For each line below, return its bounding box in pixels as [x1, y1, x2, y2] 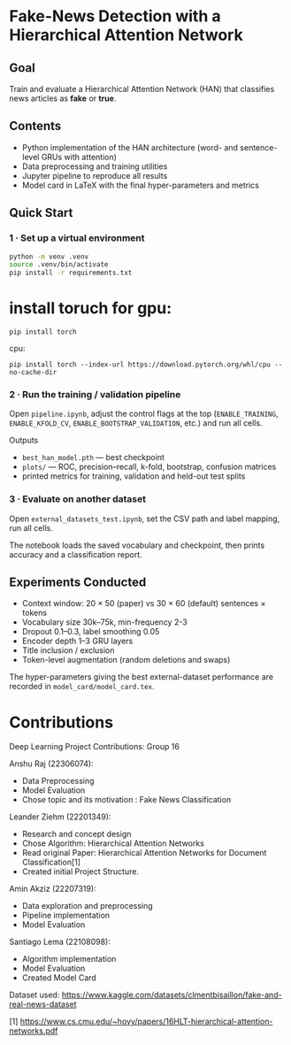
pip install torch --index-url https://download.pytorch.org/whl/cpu [9, 360, 272, 369]
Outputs [9, 435, 39, 446]
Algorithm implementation [21, 954, 117, 964]
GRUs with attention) [41, 151, 118, 162]
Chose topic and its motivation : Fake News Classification [21, 795, 232, 805]
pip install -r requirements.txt [9, 268, 133, 278]
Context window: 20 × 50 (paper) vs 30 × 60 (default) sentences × [21, 598, 266, 609]
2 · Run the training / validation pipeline [9, 388, 181, 400]
